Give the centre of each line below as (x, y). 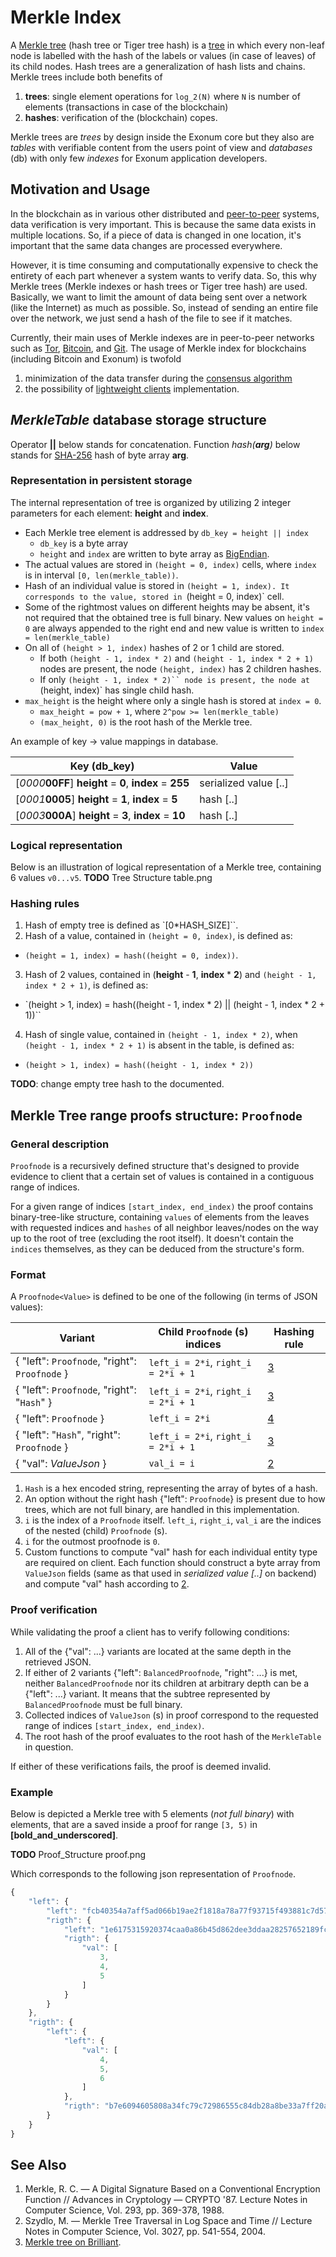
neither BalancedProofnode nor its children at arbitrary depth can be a (167, 1683)
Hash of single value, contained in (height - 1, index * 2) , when (161, 1035)
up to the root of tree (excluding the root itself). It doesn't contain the (152, 1238)
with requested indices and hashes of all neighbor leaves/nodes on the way (164, 1228)
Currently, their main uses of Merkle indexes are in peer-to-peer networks (162, 337)
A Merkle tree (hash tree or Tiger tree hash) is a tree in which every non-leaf (167, 45)
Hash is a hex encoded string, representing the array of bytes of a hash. (171, 1488)
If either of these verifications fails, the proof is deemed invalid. (141, 1766)
